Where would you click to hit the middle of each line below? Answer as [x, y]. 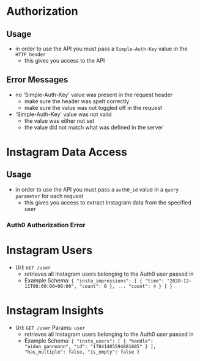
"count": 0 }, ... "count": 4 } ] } [126, 286]
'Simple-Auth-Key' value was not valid [63, 114]
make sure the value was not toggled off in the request [93, 107]
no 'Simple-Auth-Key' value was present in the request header [94, 95]
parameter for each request [49, 196]
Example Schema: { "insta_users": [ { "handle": [89, 340]
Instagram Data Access [67, 152]
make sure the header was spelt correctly [77, 101]
